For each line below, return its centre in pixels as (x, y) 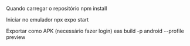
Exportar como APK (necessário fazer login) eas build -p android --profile (95, 31)
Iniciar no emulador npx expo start (48, 20)
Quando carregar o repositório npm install (57, 8)
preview (16, 37)
